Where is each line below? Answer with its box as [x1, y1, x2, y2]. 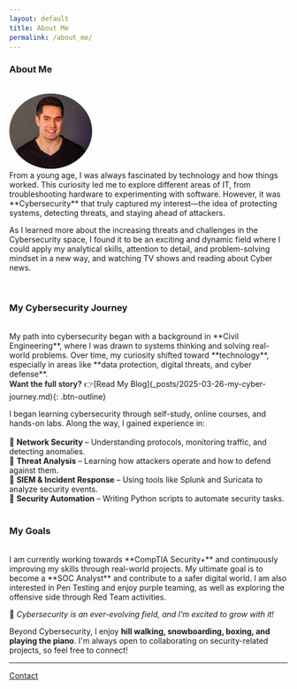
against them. [9, 465, 59, 476]
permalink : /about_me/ [9, 33, 93, 42]
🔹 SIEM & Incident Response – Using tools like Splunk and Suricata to [9, 475, 263, 485]
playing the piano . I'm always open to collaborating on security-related [9, 636, 269, 646]
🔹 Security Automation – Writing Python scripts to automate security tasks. [9, 493, 285, 504]
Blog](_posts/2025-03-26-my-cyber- [130, 379, 267, 390]
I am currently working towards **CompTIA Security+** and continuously [9, 554, 278, 565]
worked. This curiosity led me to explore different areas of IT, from [9, 179, 251, 190]
